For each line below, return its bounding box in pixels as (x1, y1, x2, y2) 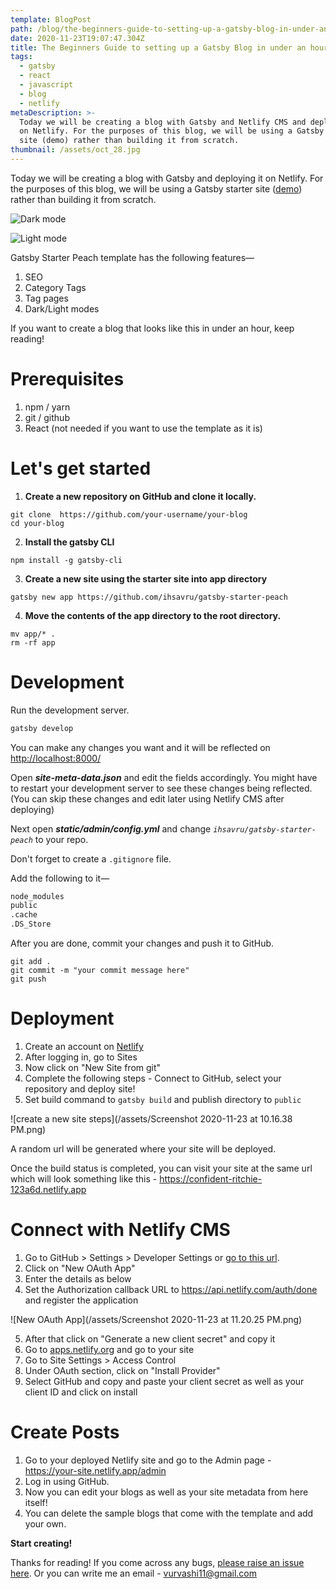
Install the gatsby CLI (24, 536, 115, 548)
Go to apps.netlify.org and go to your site (24, 1343, 195, 1355)
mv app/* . (10, 629, 56, 639)
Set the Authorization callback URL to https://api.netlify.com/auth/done (24, 1283, 318, 1295)
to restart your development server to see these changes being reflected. (10, 782, 313, 794)
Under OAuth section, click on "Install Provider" (24, 1364, 221, 1376)
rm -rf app (10, 637, 56, 648)
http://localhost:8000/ (10, 752, 102, 764)
